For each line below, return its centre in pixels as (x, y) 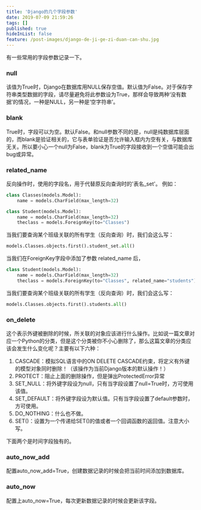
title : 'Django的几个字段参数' (42, 12)
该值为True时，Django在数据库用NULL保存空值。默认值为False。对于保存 (97, 87)
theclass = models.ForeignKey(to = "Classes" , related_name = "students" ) (107, 281)
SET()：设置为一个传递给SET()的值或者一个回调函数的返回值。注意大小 (102, 421)
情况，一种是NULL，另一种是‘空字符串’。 (68, 102)
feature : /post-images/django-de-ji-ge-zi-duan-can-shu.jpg (83, 40)
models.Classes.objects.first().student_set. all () (71, 246)
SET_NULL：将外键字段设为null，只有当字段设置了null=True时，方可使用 (104, 383)
